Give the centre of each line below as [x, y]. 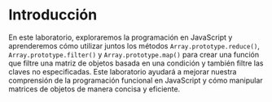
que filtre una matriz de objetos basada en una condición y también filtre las [136, 63]
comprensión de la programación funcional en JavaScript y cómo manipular [136, 80]
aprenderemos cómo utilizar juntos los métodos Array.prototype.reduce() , [134, 45]
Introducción [53, 15]
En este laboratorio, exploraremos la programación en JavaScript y [121, 37]
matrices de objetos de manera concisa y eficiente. [94, 89]
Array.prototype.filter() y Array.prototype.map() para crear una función [134, 54]
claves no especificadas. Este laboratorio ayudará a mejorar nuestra [123, 71]
